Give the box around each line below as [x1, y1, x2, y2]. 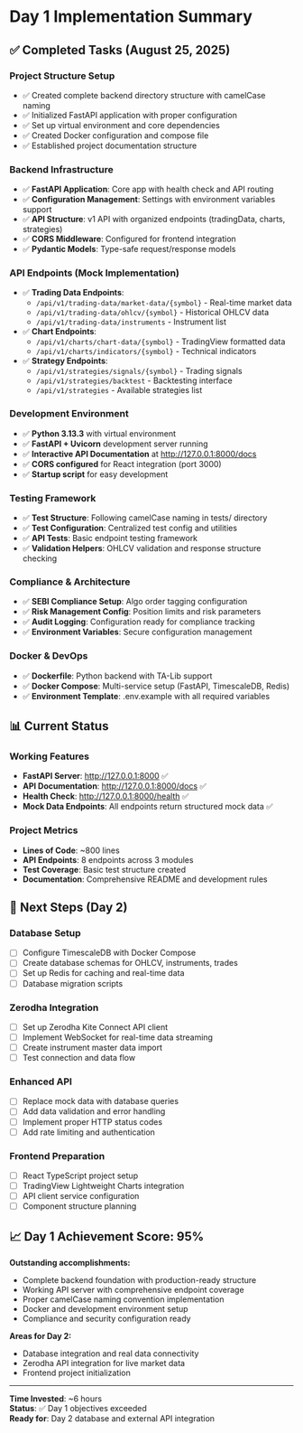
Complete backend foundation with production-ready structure [22, 1275, 257, 1286]
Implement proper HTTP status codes [22, 1116, 163, 1127]
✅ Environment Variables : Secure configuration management [22, 626, 252, 638]
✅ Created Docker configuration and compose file [22, 129, 209, 141]
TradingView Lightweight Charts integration [22, 1181, 185, 1192]
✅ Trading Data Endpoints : [22, 287, 124, 298]
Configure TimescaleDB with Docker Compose [22, 947, 197, 959]
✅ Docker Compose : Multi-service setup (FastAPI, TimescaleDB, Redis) [22, 680, 290, 691]
